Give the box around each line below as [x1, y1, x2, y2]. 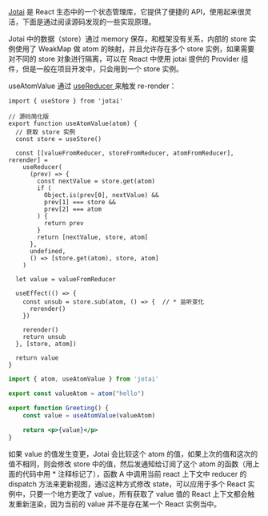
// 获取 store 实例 [15, 128, 76, 136]
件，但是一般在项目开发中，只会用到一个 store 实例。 [8, 64, 184, 74]
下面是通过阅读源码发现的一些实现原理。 [22, 17, 156, 26]
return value [15, 354, 59, 362]
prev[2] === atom [43, 205, 102, 213]
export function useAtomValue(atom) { [8, 119, 138, 127]
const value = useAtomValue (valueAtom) [22, 411, 156, 419]
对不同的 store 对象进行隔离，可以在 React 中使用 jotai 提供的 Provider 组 [8, 54, 249, 63]
